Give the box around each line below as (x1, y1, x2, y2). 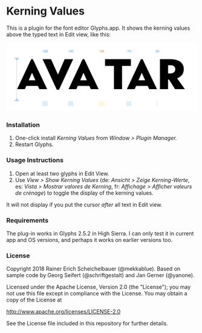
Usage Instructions (6, 156, 64, 164)
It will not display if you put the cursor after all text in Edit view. (6, 201, 163, 208)
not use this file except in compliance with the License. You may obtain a (6, 290, 187, 297)
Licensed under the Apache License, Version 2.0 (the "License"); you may (6, 283, 191, 291)
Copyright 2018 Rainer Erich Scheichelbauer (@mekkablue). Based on (6, 265, 181, 272)
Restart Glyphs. (15, 141, 54, 148)
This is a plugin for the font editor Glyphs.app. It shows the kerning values (6, 24, 191, 32)
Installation (6, 121, 41, 129)
